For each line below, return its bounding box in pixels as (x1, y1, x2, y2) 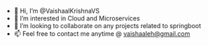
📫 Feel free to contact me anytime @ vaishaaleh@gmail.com (13, 30, 190, 38)
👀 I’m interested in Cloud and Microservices (13, 14, 140, 22)
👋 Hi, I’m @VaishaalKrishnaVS (13, 7, 100, 15)
